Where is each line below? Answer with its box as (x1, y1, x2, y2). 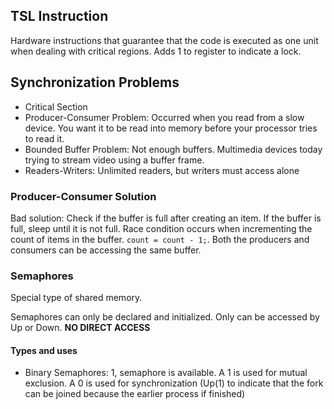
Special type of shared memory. (10, 292, 143, 304)
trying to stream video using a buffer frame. (24, 154, 205, 166)
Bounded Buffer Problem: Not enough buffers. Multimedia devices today (24, 143, 323, 155)
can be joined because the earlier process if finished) (24, 388, 246, 400)
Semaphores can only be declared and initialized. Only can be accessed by (10, 311, 320, 323)
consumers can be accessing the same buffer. (10, 244, 202, 256)
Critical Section (24, 100, 88, 113)
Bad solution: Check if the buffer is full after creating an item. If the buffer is (10, 212, 322, 224)
